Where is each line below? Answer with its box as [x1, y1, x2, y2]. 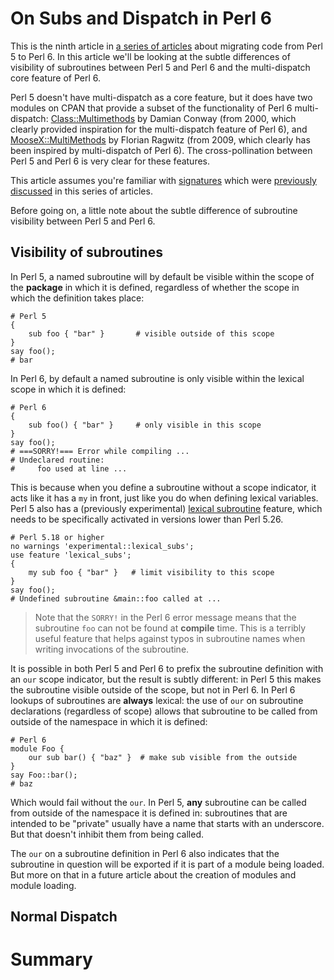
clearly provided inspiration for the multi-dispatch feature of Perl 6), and [10, 123, 308, 135]
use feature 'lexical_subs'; [10, 550, 132, 560]
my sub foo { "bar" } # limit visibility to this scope [28, 567, 275, 577]
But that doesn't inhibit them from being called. [10, 828, 205, 840]
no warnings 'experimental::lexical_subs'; [10, 541, 195, 551]
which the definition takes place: [10, 292, 145, 304]
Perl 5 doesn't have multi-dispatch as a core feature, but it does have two [10, 91, 313, 103]
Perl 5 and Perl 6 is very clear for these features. [10, 155, 211, 167]
